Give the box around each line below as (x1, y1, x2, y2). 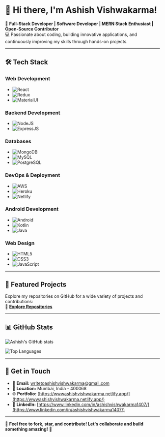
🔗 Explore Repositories (5, 304, 53, 310)
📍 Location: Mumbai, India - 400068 (12, 385, 87, 391)
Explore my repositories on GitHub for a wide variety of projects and (5, 293, 143, 299)
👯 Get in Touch (5, 367, 51, 375)
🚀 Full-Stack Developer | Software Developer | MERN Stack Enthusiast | (5, 21, 154, 27)
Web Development (5, 75, 51, 82)
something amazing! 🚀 (5, 426, 53, 432)
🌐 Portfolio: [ (12, 391, 39, 397)
